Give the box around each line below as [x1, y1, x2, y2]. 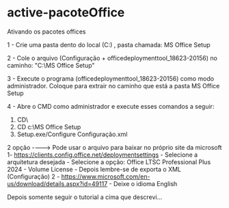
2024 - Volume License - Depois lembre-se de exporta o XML [7, 165, 182, 173]
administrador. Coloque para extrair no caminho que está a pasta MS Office [7, 81, 220, 90]
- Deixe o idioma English [109, 179, 178, 187]
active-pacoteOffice [7, 5, 125, 21]
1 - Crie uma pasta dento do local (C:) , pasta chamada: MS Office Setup [7, 40, 211, 49]
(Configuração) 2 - [7, 172, 60, 181]
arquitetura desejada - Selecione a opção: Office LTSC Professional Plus [7, 157, 211, 166]
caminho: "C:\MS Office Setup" [7, 61, 95, 69]
